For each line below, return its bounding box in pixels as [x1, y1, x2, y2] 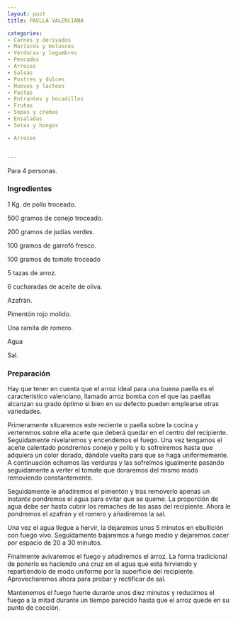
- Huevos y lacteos [7, 82, 65, 89]
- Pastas [7, 89, 33, 96]
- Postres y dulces [7, 76, 65, 83]
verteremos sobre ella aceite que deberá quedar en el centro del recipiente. [7, 429, 228, 437]
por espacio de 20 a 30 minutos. [7, 538, 103, 547]
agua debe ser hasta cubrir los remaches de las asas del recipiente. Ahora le [7, 502, 231, 511]
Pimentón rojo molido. [7, 309, 72, 318]
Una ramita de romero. [7, 323, 73, 332]
